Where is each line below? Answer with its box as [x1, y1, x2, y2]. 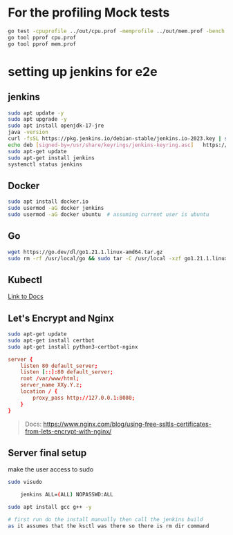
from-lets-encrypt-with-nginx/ [24, 427, 112, 436]
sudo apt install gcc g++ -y [8, 504, 92, 511]
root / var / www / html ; [20, 375, 80, 382]
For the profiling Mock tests [8, 5, 170, 21]
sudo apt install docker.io [8, 198, 89, 205]
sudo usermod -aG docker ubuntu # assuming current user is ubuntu [8, 211, 209, 218]
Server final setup [8, 447, 87, 458]
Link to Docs [8, 292, 44, 301]
